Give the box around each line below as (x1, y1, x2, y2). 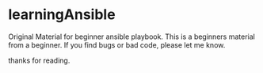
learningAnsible (8, 6, 116, 24)
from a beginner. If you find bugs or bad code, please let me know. (8, 40, 226, 49)
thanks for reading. (8, 56, 71, 65)
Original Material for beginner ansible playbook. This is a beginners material (8, 32, 255, 41)
